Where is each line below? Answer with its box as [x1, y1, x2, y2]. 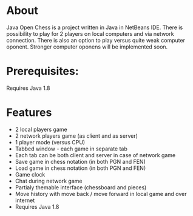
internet [15, 197, 35, 204]
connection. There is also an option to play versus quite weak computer [6, 36, 185, 44]
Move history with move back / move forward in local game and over [15, 190, 187, 197]
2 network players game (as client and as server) [15, 132, 138, 140]
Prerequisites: [6, 64, 79, 78]
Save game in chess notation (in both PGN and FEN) [15, 158, 146, 165]
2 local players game [15, 126, 68, 133]
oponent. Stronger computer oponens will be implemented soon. [6, 43, 168, 50]
